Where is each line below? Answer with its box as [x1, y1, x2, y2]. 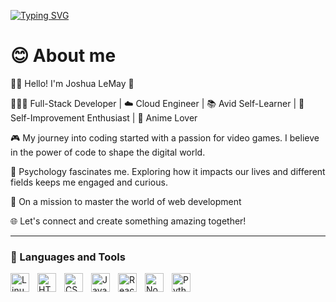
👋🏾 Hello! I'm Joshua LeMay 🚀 [10, 77, 135, 89]
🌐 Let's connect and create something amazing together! [10, 215, 247, 227]
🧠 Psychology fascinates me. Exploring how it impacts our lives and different [10, 165, 326, 177]
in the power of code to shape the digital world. [10, 146, 206, 158]
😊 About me [10, 45, 117, 67]
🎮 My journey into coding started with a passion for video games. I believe [10, 131, 320, 144]
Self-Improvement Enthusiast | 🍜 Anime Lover [10, 111, 198, 124]
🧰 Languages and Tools [10, 250, 126, 264]
